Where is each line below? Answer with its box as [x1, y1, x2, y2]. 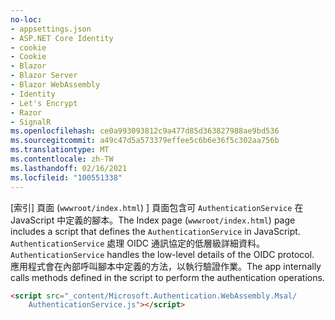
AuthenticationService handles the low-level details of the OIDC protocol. [10, 248, 315, 260]
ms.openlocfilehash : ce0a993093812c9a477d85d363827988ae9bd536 [10, 126, 280, 136]
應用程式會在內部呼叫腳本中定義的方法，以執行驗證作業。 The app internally [10, 260, 322, 272]
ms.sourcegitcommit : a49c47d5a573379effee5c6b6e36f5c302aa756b [10, 136, 280, 146]
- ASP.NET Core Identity [10, 33, 114, 43]
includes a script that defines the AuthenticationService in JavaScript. [10, 225, 301, 237]
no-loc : [10, 14, 43, 25]
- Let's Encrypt [10, 98, 78, 108]
